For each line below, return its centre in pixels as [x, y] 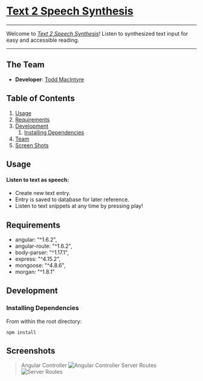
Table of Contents [41, 98]
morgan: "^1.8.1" [35, 271]
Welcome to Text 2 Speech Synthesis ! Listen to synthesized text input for [97, 33]
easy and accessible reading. [43, 40]
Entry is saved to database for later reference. [72, 200]
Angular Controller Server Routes [89, 365]
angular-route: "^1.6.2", [43, 246]
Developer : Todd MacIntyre [50, 79]
